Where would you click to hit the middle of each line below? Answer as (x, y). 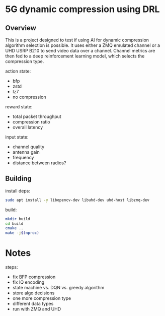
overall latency (28, 127)
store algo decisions (33, 293)
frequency (23, 157)
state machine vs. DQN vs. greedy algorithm (58, 288)
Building (18, 179)
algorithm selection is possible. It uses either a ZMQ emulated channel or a (82, 45)
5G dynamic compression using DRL (82, 9)
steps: (12, 267)
